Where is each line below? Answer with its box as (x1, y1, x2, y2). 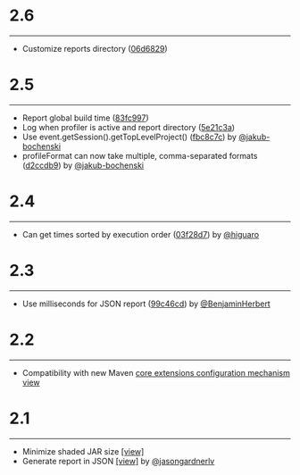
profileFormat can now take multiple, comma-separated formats (21, 150, 258, 161)
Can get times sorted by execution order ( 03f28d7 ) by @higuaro (21, 229, 260, 239)
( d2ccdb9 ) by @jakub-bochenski (21, 160, 145, 171)
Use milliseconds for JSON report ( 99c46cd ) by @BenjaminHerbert (21, 298, 271, 309)
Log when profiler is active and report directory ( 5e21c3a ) (21, 121, 235, 132)
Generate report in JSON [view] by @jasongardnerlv (21, 455, 215, 466)
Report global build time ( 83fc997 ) (21, 112, 149, 123)
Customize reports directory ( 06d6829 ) (21, 43, 168, 54)
